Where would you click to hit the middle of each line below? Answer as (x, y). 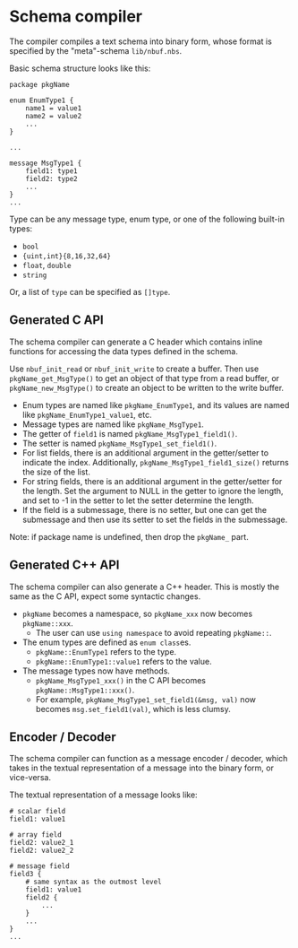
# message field (39, 866)
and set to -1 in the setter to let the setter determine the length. (138, 500)
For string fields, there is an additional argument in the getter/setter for (152, 481)
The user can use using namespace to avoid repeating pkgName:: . (153, 632)
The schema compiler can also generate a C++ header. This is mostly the (145, 587)
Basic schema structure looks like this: (80, 68)
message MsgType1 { (46, 163)
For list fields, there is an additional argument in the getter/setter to (145, 452)
